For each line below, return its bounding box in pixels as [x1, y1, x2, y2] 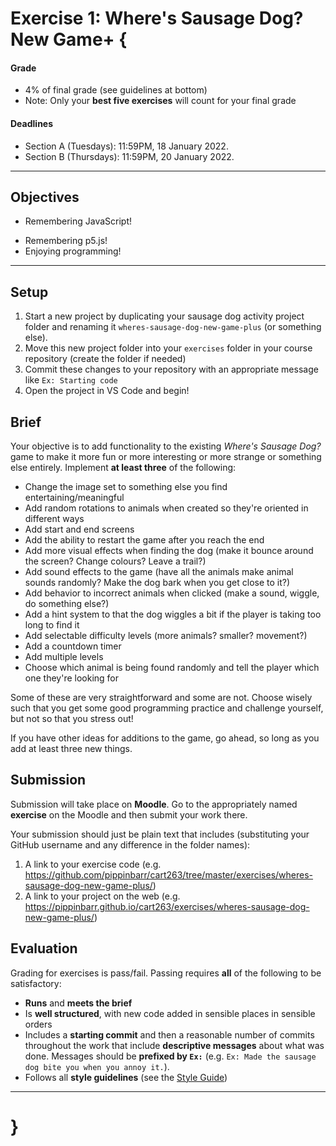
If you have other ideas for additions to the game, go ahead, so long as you [10, 732, 320, 744]
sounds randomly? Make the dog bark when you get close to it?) [24, 577, 291, 589]
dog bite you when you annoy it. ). [24, 1060, 170, 1072]
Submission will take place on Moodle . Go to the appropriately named [10, 798, 298, 810]
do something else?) [24, 598, 110, 610]
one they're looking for [24, 672, 119, 684]
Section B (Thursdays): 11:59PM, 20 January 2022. [24, 150, 235, 162]
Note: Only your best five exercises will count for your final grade [24, 95, 297, 107]
